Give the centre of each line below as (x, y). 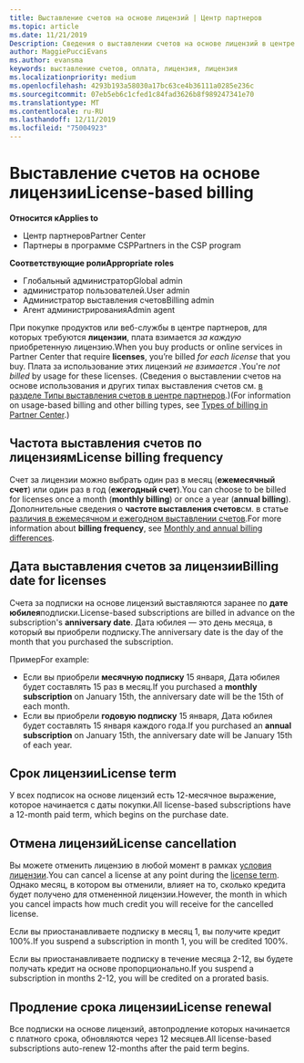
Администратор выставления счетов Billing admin (118, 300)
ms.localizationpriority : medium (73, 78)
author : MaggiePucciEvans (58, 52)
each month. (46, 706)
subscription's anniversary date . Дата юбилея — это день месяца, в (141, 622)
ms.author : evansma (46, 60)
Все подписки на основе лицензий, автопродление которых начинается (150, 1029)
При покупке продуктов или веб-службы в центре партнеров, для (138, 327)
